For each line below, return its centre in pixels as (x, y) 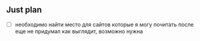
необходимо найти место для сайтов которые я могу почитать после (104, 24)
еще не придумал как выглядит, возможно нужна (79, 31)
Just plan (24, 10)
